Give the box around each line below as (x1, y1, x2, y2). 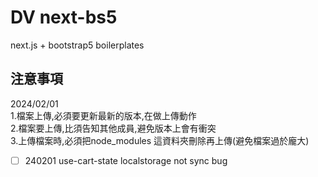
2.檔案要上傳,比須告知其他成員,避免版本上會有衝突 (10, 122, 217, 134)
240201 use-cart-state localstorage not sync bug (24, 154, 228, 166)
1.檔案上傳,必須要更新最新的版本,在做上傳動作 (10, 109, 197, 121)
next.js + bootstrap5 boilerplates (10, 39, 145, 51)
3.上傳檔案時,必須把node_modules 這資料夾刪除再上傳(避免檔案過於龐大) (10, 134, 310, 146)
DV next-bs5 (10, 6, 118, 29)
